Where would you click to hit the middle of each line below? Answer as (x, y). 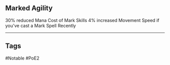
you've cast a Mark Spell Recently (41, 25)
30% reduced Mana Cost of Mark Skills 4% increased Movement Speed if (82, 20)
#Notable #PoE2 (22, 58)
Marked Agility (29, 8)
